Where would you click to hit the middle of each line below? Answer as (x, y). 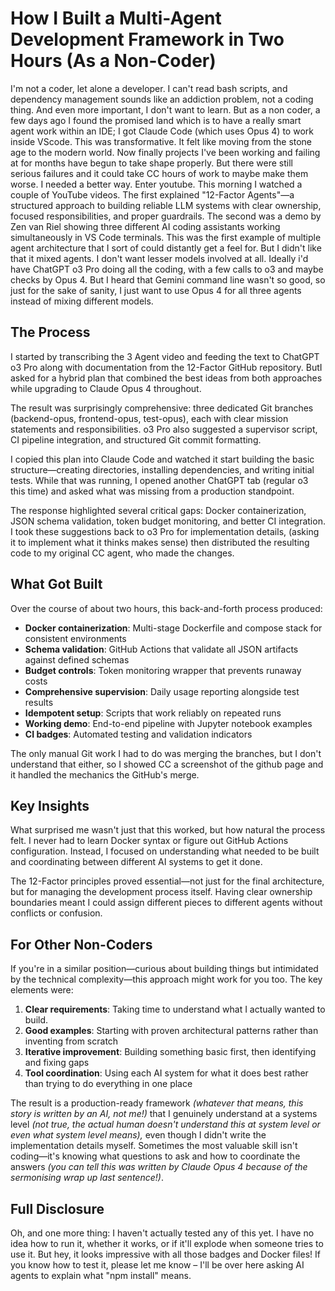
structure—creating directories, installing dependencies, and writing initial (162, 469)
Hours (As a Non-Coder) (113, 61)
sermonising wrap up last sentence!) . (87, 1178)
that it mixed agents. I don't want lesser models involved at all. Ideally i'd (159, 258)
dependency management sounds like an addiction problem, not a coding (162, 99)
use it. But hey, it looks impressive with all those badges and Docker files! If (165, 1254)
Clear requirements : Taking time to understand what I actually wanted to (175, 1009)
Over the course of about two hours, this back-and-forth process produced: (166, 608)
